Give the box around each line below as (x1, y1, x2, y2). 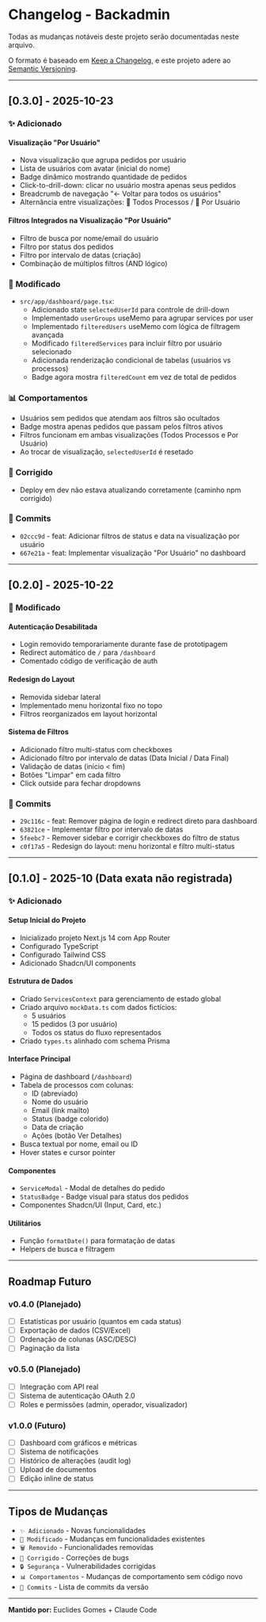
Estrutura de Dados (8, 977, 74, 986)
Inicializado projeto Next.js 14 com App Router (19, 933, 171, 943)
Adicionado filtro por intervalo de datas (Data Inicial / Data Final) (19, 753, 230, 763)
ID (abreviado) (31, 1088, 78, 1098)
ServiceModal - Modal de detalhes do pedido (19, 1184, 165, 1193)
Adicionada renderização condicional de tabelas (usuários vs (31, 355, 231, 365)
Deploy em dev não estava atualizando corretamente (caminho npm (19, 485, 241, 495)
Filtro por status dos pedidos (19, 242, 114, 251)
